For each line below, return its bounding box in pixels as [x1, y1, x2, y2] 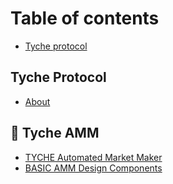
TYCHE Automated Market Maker [24, 151, 163, 163]
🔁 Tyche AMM [10, 125, 100, 142]
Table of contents [10, 7, 160, 30]
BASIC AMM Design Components [24, 162, 163, 174]
